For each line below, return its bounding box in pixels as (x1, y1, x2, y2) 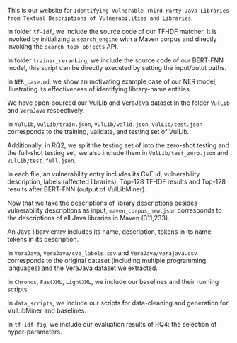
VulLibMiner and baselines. (7, 306, 87, 315)
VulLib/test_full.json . (7, 156, 76, 164)
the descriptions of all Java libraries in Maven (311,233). (7, 214, 170, 222)
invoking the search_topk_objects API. (7, 43, 119, 50)
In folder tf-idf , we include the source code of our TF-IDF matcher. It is (7, 28, 217, 35)
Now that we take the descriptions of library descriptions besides (7, 198, 198, 207)
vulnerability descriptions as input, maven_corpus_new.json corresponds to (7, 206, 222, 215)
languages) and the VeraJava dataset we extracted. (7, 264, 158, 272)
